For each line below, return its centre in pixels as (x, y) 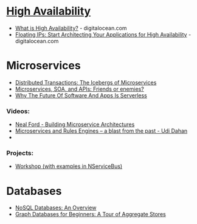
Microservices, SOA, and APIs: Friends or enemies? (79, 89)
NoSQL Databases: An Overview (56, 208)
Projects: (20, 153)
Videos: (18, 111)
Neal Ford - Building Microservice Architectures (75, 124)
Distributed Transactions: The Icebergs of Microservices (86, 82)
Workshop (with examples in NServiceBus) (69, 166)
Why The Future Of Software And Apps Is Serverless (81, 95)
